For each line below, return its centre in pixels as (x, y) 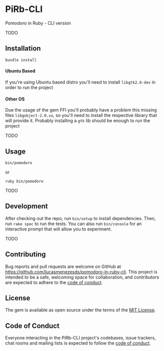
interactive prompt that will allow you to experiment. (58, 229)
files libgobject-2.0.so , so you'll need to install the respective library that (81, 115)
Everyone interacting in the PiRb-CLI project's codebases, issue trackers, (80, 338)
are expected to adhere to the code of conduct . (54, 282)
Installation (23, 48)
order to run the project (29, 87)
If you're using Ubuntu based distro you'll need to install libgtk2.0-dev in (80, 82)
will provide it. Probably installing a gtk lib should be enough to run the (78, 120)
